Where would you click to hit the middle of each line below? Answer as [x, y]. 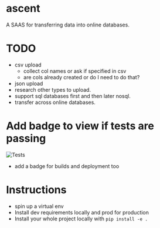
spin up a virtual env [39, 206]
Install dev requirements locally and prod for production [82, 212]
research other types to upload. [53, 89]
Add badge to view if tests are [80, 126]
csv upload [28, 65]
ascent [23, 9]
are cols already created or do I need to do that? [81, 77]
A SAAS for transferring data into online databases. [68, 25]
